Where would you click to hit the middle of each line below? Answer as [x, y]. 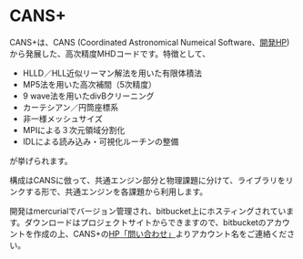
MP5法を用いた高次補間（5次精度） [89, 84]
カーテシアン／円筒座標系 [71, 107]
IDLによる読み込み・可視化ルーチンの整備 [101, 141]
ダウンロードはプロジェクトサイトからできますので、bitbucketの [145, 222]
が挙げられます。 [41, 161]
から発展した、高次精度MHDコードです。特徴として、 [110, 53]
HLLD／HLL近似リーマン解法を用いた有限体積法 [112, 73]
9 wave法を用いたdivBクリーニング [88, 96]
